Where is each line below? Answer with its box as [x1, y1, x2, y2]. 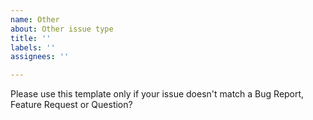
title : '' [10, 33, 52, 43]
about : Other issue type [10, 24, 114, 34]
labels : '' [10, 42, 56, 53]
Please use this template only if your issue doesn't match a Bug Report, [10, 88, 305, 100]
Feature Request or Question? [10, 99, 133, 111]
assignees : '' [10, 52, 70, 62]
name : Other [10, 14, 60, 25]
